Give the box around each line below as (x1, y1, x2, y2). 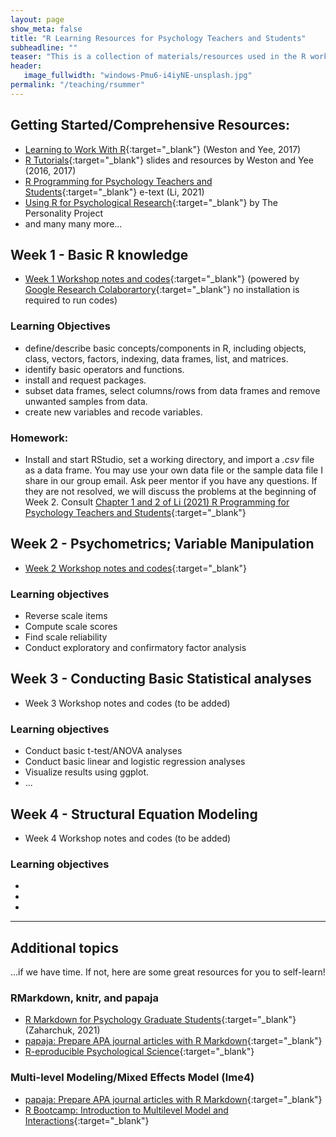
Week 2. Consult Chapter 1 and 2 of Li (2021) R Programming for (24, 496, 290, 508)
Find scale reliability (24, 631, 108, 643)
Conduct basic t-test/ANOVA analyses (24, 745, 183, 757)
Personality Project (24, 207, 103, 219)
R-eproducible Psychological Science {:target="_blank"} (24, 1046, 255, 1058)
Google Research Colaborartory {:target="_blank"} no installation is (24, 284, 300, 296)
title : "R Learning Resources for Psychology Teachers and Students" (10, 33, 307, 43)
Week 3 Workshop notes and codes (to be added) (24, 697, 231, 709)
